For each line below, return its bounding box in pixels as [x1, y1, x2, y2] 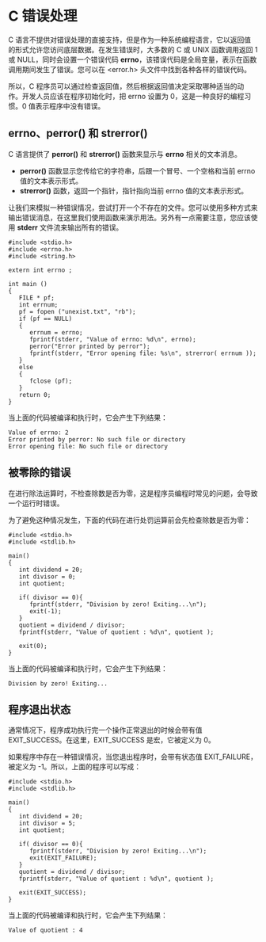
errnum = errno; [28, 328, 83, 337]
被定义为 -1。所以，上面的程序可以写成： [8, 762, 142, 772]
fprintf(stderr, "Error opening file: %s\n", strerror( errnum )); [28, 349, 257, 357]
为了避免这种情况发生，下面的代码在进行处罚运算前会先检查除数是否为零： [8, 515, 251, 524]
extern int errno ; [8, 266, 73, 274]
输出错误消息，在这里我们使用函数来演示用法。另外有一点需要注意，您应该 [8, 212, 251, 222]
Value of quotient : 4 [8, 926, 83, 935]
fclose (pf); [28, 377, 73, 385]
